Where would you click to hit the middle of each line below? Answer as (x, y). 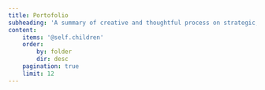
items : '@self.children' (63, 37)
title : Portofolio (38, 15)
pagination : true (51, 67)
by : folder (54, 52)
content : (22, 30)
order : (33, 45)
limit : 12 (39, 74)
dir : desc (52, 59)
